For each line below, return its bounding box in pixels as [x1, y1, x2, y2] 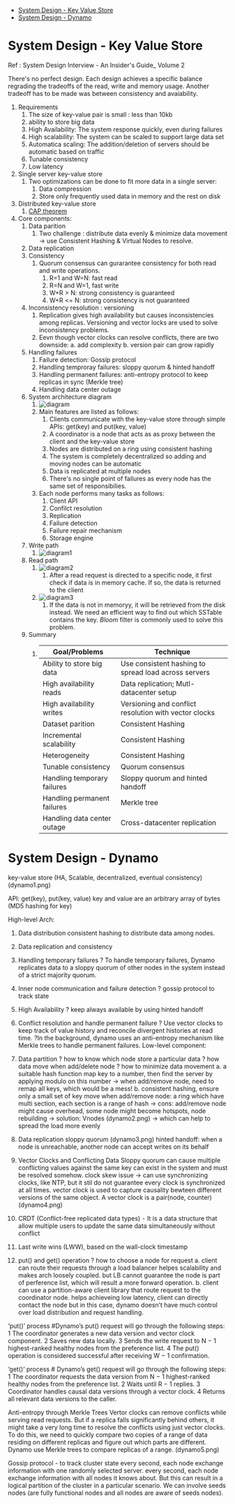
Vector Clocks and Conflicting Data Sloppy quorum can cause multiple [17, 1156, 221, 1164]
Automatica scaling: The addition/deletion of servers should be [28, 140, 210, 148]
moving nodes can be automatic [49, 459, 142, 468]
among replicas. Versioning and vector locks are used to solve [38, 318, 218, 327]
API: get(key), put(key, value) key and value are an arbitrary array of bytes [8, 894, 220, 903]
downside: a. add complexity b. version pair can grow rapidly [38, 341, 215, 349]
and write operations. [38, 266, 100, 275]
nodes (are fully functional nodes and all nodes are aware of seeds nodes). [8, 1489, 224, 1497]
